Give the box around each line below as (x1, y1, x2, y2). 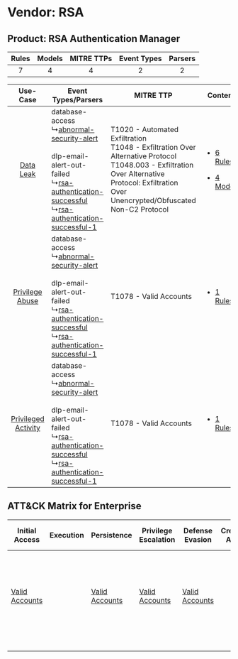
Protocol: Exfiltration (110, 178, 178, 187)
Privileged (11, 414, 45, 423)
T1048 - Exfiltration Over (110, 143, 196, 152)
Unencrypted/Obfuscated (110, 196, 196, 205)
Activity (15, 423, 40, 432)
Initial (17, 525, 37, 535)
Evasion (183, 534, 212, 544)
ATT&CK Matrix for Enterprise (7, 500, 142, 512)
